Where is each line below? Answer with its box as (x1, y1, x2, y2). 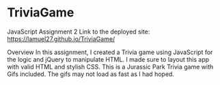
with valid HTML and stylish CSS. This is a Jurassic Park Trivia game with (7, 62, 214, 71)
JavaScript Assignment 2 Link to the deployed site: (7, 27, 150, 36)
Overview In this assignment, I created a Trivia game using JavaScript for (7, 48, 213, 56)
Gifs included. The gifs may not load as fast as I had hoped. (7, 70, 174, 78)
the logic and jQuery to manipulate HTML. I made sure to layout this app (7, 55, 210, 63)
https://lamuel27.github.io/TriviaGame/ (7, 34, 115, 42)
